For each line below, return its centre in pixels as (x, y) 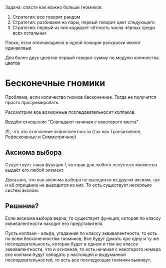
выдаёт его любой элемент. (35, 170)
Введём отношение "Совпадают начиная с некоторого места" (72, 122)
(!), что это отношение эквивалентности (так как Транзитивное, (73, 131)
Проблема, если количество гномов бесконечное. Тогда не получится (81, 97)
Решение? (22, 206)
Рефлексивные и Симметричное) (41, 137)
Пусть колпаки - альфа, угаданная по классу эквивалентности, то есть (81, 233)
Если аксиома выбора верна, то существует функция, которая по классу (83, 218)
